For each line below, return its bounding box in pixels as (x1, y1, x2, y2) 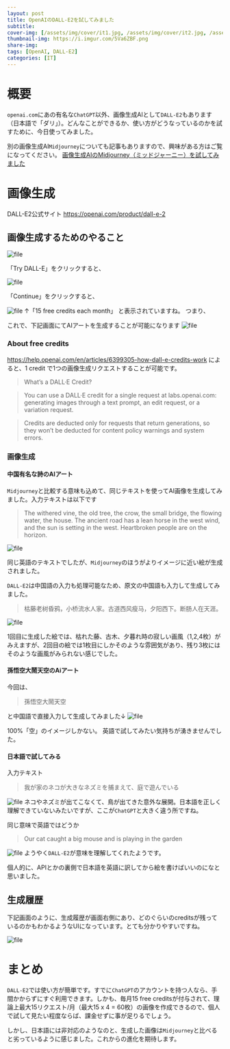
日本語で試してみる (7, 752, 62, 760)
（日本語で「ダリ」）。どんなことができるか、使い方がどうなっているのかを (7, 119, 217, 127)
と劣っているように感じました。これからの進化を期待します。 (7, 1035, 180, 1043)
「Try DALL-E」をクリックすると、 (7, 265, 105, 273)
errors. (23, 433, 43, 442)
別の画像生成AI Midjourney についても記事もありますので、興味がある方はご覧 (7, 142, 223, 150)
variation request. (23, 405, 74, 413)
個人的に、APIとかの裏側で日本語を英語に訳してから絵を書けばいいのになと (7, 863, 220, 871)
